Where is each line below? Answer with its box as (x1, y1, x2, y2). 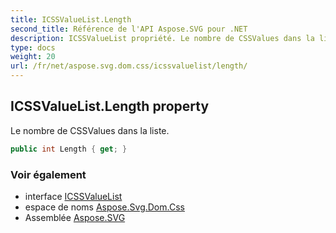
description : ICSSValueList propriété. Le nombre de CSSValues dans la (10, 33, 315, 43)
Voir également (10, 167, 87, 181)
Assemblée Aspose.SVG (24, 211, 126, 223)
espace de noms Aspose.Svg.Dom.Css (24, 201, 185, 213)
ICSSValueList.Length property (10, 98, 210, 115)
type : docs (10, 42, 56, 53)
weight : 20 (10, 52, 56, 62)
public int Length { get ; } (10, 144, 128, 154)
